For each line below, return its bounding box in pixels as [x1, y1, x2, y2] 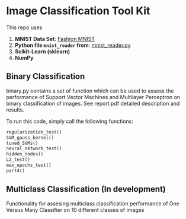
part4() [6, 167, 25, 173]
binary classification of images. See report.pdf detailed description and [6, 100, 180, 107]
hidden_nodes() [6, 151, 44, 157]
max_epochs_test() [6, 162, 52, 168]
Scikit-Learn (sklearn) [14, 47, 70, 55]
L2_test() [6, 157, 31, 163]
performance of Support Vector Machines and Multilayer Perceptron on [6, 93, 181, 100]
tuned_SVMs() [6, 140, 39, 146]
